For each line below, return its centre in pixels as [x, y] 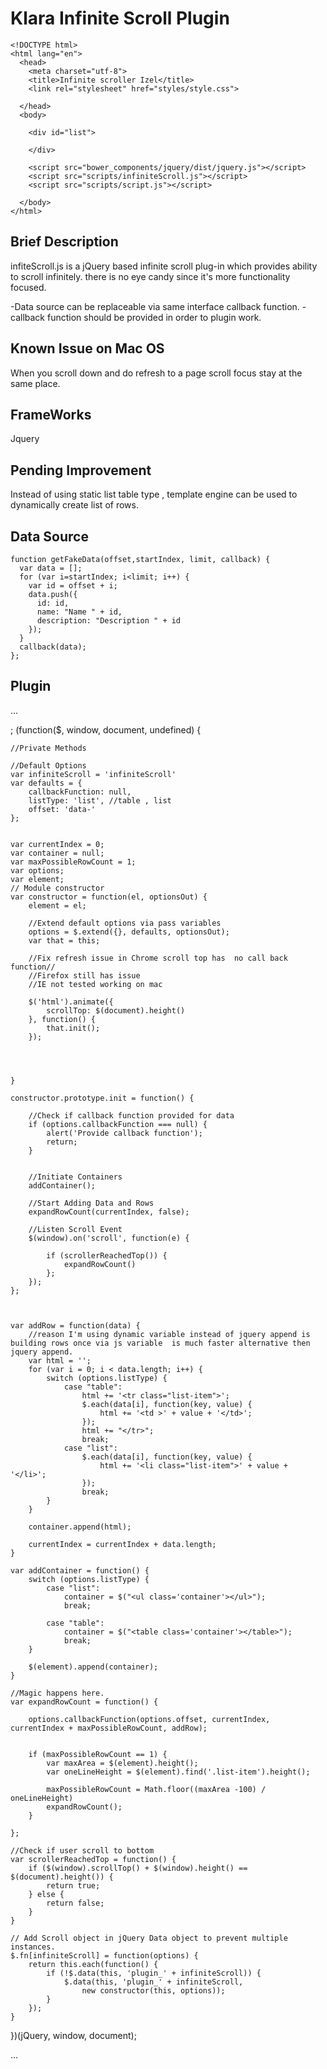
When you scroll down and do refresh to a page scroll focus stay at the [156, 373]
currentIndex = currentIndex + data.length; [122, 1544]
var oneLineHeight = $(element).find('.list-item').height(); [178, 1772]
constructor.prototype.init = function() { [102, 1098]
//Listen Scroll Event [75, 1229]
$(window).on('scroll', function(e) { [109, 1238]
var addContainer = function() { [80, 1570]
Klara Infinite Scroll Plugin [120, 18]
